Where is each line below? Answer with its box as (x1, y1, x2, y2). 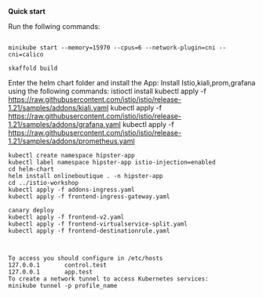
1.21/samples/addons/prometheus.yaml (8, 136, 135, 146)
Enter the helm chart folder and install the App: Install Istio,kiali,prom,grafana (8, 78, 256, 87)
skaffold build (8, 64, 58, 72)
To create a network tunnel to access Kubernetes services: (8, 275, 210, 283)
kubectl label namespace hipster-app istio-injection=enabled (8, 158, 216, 166)
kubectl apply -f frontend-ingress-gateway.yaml (8, 193, 170, 201)
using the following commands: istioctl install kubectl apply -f (8, 86, 206, 96)
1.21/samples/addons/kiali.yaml (8, 103, 109, 112)
